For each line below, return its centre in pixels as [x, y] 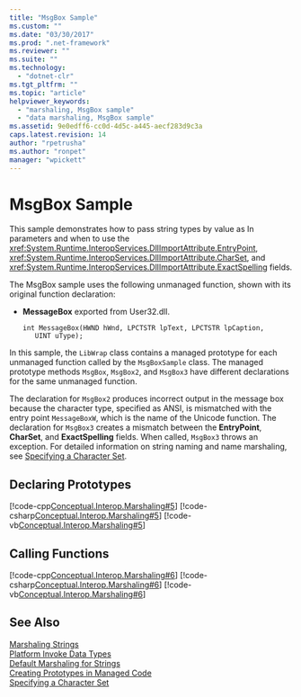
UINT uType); [59, 336]
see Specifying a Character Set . [68, 456]
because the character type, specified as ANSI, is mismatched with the [141, 408]
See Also [35, 623]
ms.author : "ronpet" [48, 151]
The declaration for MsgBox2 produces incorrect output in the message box [147, 399]
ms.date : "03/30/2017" [52, 34]
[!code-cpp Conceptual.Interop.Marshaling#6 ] [93, 576]
